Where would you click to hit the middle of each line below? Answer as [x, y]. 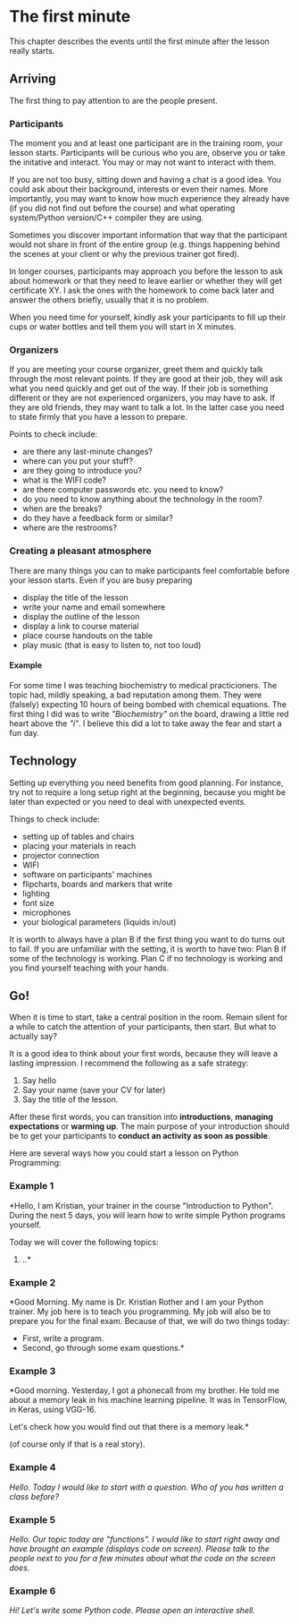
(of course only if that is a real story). [77, 1444]
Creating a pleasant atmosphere [80, 551]
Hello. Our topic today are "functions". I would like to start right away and [145, 1539]
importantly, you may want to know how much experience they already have [149, 199]
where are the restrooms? [70, 528]
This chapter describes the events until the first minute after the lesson [139, 41]
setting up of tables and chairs [78, 836]
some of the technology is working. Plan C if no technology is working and [146, 958]
